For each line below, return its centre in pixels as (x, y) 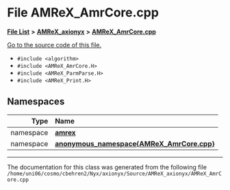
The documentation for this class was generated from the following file (107, 167)
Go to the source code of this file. (54, 45)
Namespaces (36, 102)
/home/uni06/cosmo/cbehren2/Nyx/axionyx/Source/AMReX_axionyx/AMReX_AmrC (115, 174)
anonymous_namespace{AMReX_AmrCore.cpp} (135, 143)
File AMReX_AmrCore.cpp (83, 13)
